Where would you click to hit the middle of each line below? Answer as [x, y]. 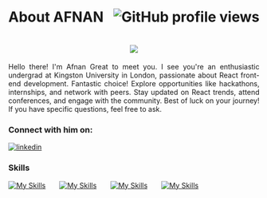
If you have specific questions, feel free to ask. [85, 109]
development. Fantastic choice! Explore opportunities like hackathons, [141, 84]
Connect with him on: [51, 130]
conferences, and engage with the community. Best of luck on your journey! [134, 101]
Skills [19, 168]
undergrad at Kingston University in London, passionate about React [124, 75]
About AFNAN [56, 17]
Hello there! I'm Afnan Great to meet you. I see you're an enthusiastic [134, 67]
